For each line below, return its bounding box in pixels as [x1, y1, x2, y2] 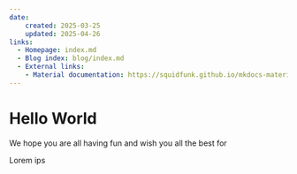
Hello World [9, 108, 97, 128]
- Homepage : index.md [17, 46, 97, 55]
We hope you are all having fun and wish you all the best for [9, 138, 227, 148]
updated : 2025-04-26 [25, 29, 101, 38]
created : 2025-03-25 [25, 21, 101, 30]
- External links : [17, 63, 86, 72]
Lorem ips [9, 155, 46, 165]
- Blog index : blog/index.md [17, 54, 125, 63]
